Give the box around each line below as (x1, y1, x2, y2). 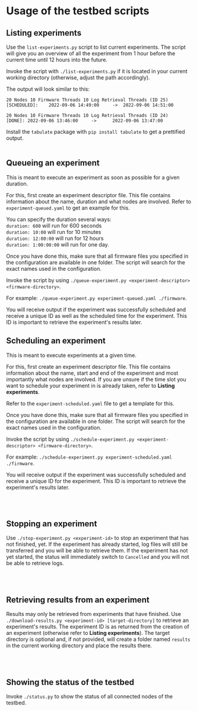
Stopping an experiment (6, 519, 97, 529)
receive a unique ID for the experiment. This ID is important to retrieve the (6, 477, 186, 485)
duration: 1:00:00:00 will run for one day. (6, 241, 110, 248)
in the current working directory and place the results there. (6, 642, 152, 649)
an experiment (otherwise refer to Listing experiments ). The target (6, 630, 170, 637)
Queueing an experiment (6, 158, 100, 168)
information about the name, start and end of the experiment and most (6, 369, 179, 377)
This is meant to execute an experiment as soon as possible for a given (6, 173, 180, 181)
